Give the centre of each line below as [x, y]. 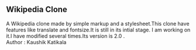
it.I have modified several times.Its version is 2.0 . [66, 36]
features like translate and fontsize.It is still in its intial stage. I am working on [98, 30]
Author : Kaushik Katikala [36, 42]
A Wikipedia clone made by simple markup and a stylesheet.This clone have [98, 23]
